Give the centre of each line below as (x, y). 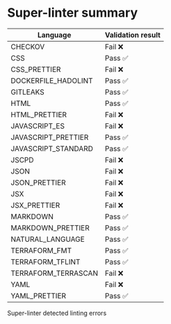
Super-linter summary (73, 13)
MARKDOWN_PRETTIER (50, 228)
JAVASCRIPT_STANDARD (52, 148)
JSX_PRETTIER (35, 205)
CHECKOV (28, 47)
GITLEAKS (28, 92)
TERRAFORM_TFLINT (46, 261)
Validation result (133, 35)
